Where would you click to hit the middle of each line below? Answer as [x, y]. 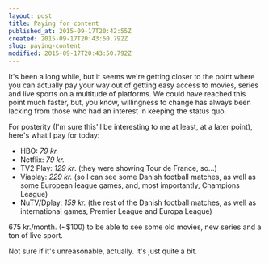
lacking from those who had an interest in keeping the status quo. [118, 111]
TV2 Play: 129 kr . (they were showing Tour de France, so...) [119, 168]
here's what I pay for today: [54, 135]
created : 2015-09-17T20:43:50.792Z [68, 38]
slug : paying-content [45, 46]
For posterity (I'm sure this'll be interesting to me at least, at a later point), [130, 127]
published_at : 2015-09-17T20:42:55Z [70, 31]
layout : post [30, 16]
